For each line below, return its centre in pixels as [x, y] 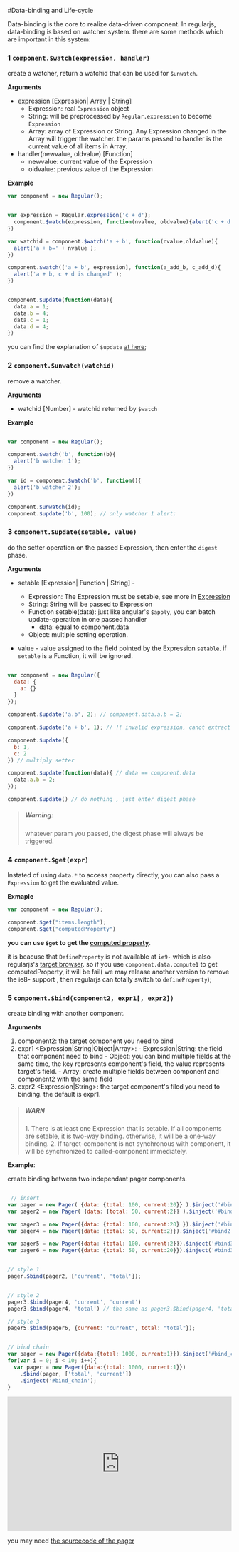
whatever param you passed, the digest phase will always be [114, 833]
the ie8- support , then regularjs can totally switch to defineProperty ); [110, 979]
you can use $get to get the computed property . [79, 942]
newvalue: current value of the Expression [90, 162]
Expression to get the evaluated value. [63, 883]
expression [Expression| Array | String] [74, 101]
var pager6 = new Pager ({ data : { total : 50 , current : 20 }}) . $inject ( [110, 1251]
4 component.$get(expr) [48, 860]
